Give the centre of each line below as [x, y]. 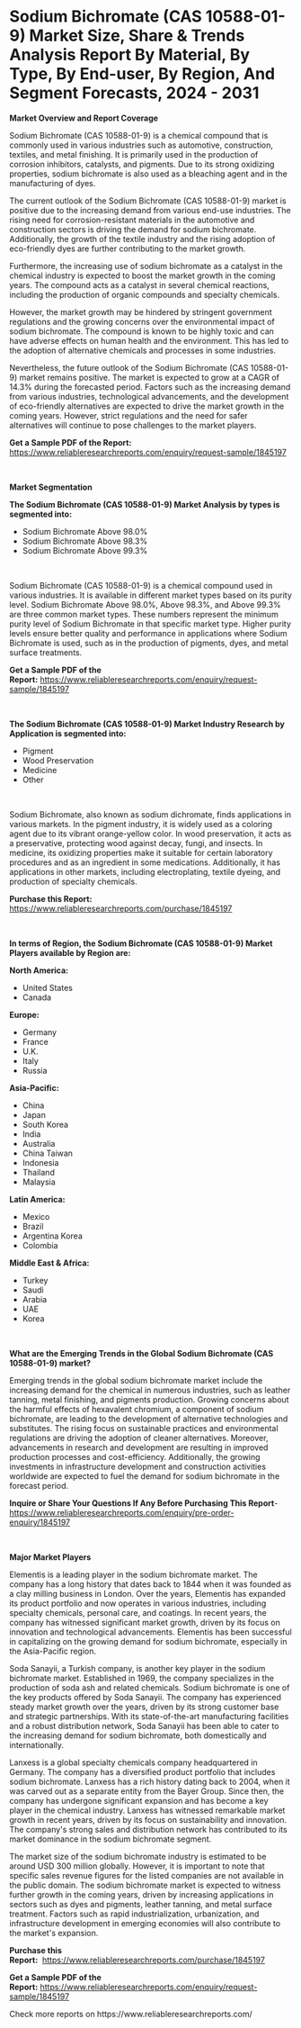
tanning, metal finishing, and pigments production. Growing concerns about [149, 1399]
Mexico [36, 1216]
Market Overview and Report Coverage [84, 118]
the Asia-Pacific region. [53, 1651]
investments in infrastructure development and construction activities [138, 1466]
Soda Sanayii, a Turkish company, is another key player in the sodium [137, 1668]
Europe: [25, 1014]
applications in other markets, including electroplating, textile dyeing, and [145, 871]
